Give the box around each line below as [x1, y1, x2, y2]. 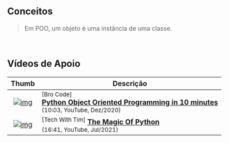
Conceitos [7, 6, 54, 17]
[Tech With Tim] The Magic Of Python [41, 115, 160, 126]
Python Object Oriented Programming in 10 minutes [41, 97, 219, 107]
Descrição [112, 78, 148, 88]
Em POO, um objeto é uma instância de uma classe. [24, 24, 173, 32]
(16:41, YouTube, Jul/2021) [41, 126, 118, 133]
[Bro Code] [41, 90, 72, 98]
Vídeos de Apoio [7, 58, 81, 70]
